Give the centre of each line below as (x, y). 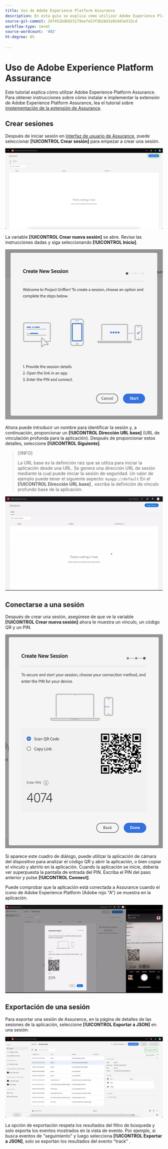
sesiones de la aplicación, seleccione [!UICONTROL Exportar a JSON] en (81, 1024)
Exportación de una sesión (47, 1007)
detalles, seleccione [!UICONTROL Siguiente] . (53, 443)
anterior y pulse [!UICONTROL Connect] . (47, 877)
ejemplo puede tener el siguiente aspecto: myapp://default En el (84, 478)
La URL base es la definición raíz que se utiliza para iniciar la (80, 462)
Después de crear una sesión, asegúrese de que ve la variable (69, 617)
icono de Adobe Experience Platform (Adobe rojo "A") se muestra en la (78, 892)
